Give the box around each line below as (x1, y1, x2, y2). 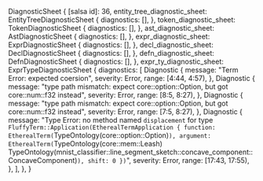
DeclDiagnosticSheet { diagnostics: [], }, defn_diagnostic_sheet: (8, 49, 214, 57)
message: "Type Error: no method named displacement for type (8, 116, 214, 124)
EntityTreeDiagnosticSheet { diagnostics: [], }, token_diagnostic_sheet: (8, 15, 236, 24)
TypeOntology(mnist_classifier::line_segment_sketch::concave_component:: (8, 147, 254, 157)
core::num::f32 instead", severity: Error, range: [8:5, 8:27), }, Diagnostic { (8, 90, 243, 99)
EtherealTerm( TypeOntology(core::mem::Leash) (8, 139, 163, 148)
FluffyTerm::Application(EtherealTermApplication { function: (8, 124, 216, 131)
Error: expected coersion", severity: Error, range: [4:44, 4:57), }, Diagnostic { (8, 74, 255, 83)
